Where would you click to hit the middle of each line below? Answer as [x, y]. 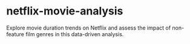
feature [15, 34]
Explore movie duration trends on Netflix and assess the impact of [89, 28]
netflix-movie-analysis [65, 11]
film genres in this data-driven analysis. [74, 34]
